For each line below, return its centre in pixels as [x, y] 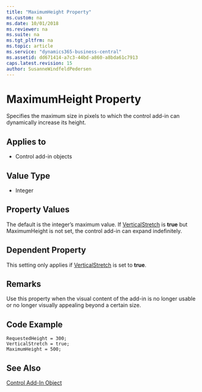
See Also [24, 368]
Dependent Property [47, 250]
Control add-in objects [43, 157]
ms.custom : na [24, 18]
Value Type [28, 176]
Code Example [35, 324]
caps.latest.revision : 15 [39, 63]
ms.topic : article [30, 46]
